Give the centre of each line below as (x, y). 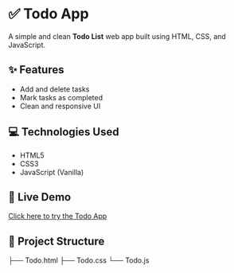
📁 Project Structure (57, 241)
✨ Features (36, 70)
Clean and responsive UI (60, 106)
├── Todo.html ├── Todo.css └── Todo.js (79, 260)
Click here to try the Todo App (58, 216)
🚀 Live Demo (40, 197)
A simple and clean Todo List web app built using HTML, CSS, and (117, 36)
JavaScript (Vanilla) (52, 172)
